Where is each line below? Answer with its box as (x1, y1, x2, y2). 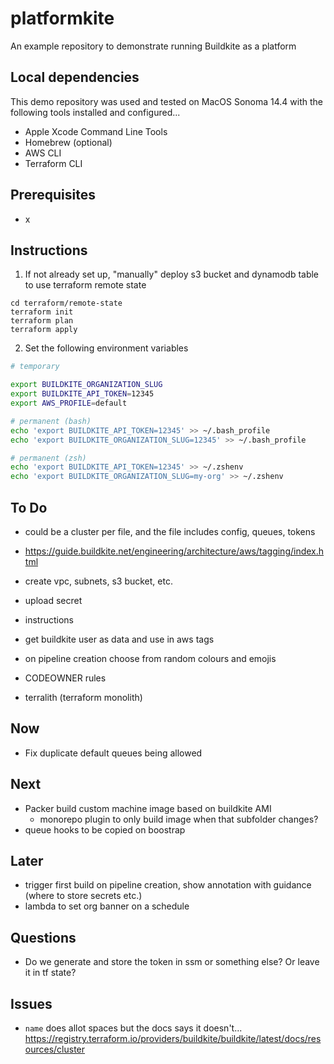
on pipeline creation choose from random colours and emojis (24, 652, 277, 664)
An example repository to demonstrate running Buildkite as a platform (10, 40, 297, 52)
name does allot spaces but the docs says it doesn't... (24, 1022, 243, 1034)
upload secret (24, 594, 83, 606)
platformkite (10, 7, 115, 30)
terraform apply (10, 325, 78, 335)
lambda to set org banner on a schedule (24, 900, 190, 912)
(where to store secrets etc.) (24, 890, 143, 902)
